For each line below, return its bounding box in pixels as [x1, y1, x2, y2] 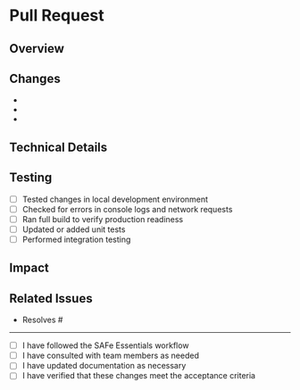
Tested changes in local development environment [21, 194, 208, 204]
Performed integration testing [21, 234, 131, 245]
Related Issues [9, 291, 93, 306]
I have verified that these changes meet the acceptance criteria [21, 370, 256, 381]
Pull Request [9, 5, 104, 26]
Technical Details [9, 139, 108, 154]
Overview [9, 41, 65, 56]
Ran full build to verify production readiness [21, 213, 184, 224]
